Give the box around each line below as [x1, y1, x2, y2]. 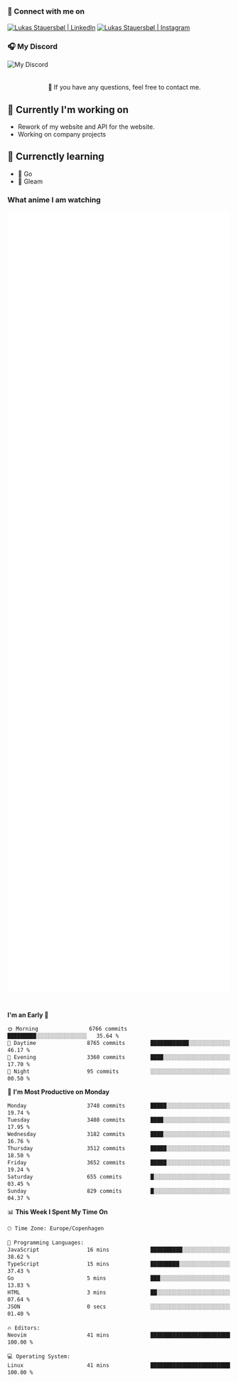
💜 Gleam [17, 177, 43, 186]
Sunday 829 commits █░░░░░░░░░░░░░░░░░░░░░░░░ [7, 1187, 231, 1194]
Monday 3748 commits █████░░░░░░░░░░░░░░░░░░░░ [7, 1102, 231, 1109]
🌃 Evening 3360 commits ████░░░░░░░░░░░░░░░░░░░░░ [7, 1053, 231, 1061]
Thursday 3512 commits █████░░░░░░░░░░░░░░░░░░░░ [7, 1144, 231, 1152]
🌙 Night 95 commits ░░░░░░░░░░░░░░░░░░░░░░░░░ [7, 1068, 231, 1075]
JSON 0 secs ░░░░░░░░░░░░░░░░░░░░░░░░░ [7, 1303, 231, 1310]
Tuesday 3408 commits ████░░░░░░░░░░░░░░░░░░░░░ [7, 1116, 231, 1123]
